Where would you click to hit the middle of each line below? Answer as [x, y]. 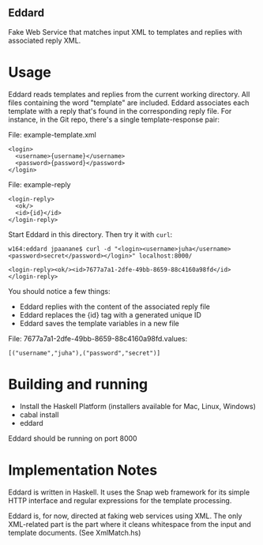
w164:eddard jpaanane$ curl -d [60, 249]
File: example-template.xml [52, 134]
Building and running [78, 384]
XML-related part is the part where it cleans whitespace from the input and [130, 524]
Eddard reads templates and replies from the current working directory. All [129, 94]
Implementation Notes [83, 470]
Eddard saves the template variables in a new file [99, 323]
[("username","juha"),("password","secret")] [84, 353]
